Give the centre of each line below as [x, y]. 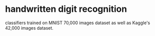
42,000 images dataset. [29, 28]
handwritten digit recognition [66, 9]
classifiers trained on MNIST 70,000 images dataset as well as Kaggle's [77, 23]
